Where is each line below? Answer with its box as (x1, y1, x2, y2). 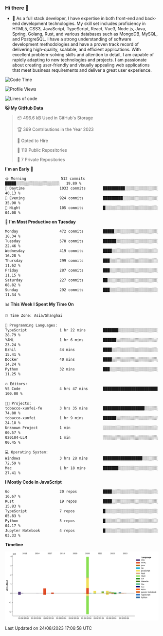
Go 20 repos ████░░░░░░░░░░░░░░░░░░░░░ (5, 489, 158, 494)
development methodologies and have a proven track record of (12, 41, 139, 47)
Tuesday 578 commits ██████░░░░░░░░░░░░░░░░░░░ (5, 239, 158, 244)
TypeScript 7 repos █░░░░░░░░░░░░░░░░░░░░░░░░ (5, 509, 158, 514)
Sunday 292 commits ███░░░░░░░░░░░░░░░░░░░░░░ (5, 287, 158, 292)
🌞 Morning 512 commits (5, 176, 85, 181)
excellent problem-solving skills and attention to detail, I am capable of (12, 52, 154, 58)
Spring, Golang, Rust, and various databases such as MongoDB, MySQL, (12, 31, 158, 37)
